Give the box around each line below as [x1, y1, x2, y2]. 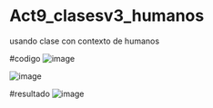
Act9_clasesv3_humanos [9, 5, 205, 26]
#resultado [9, 88, 50, 99]
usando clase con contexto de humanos [9, 35, 160, 46]
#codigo [9, 53, 41, 64]
